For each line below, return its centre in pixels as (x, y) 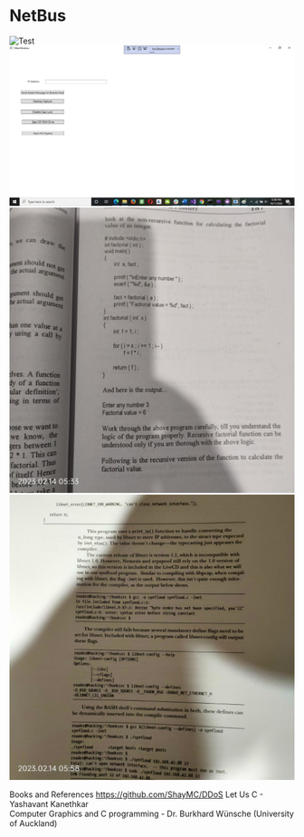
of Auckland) (33, 823)
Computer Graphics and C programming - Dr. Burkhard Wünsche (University (152, 813)
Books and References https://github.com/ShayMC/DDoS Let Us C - (137, 794)
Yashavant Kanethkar (49, 803)
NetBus (38, 16)
